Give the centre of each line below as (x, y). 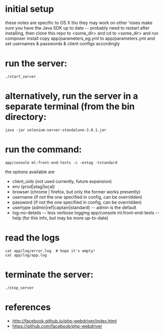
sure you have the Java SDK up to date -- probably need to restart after (77, 28)
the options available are (30, 172)
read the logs (32, 238)
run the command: (43, 150)
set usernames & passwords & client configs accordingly (63, 43)
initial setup (29, 9)
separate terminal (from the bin (70, 106)
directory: (26, 117)
